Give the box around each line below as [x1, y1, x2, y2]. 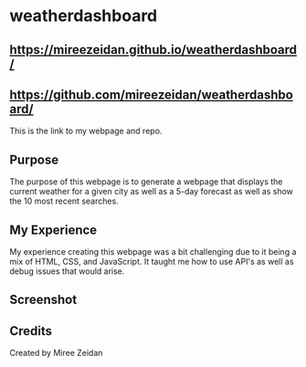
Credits [9, 323, 53, 339]
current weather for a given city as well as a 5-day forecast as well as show [9, 186, 294, 197]
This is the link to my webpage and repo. [9, 125, 163, 137]
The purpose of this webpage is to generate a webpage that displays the [9, 176, 283, 187]
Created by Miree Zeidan [9, 348, 103, 359]
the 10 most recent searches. [9, 195, 119, 206]
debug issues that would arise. [9, 266, 125, 277]
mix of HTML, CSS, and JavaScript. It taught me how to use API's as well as [9, 257, 294, 267]
